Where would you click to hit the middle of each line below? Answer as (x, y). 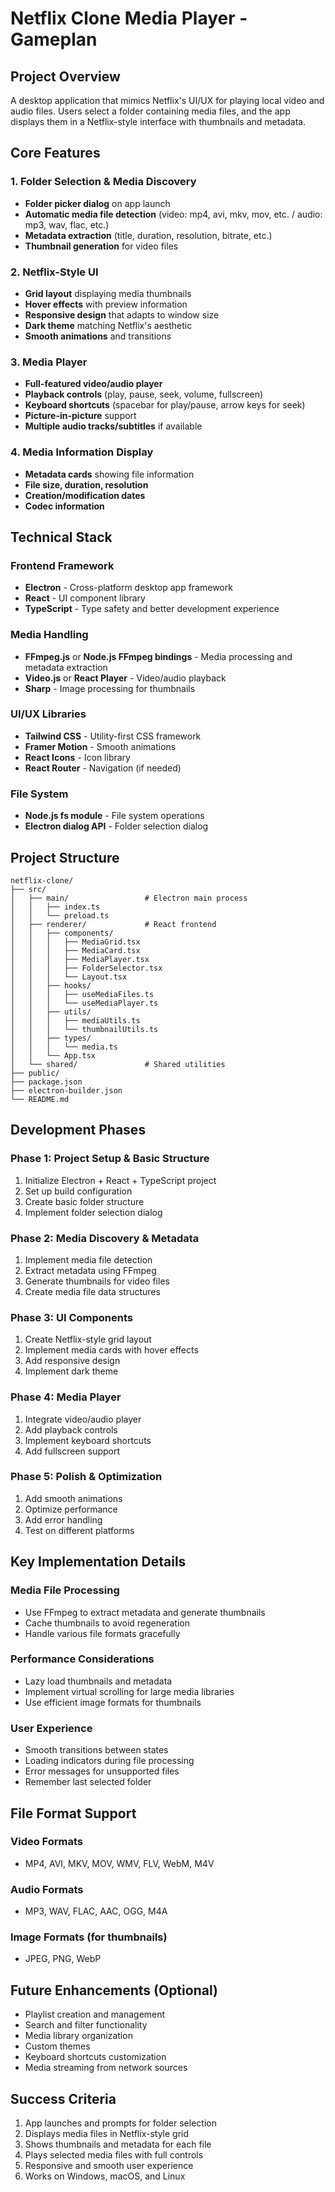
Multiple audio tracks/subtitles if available (113, 426)
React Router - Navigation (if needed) (103, 768)
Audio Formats (47, 1889)
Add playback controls (71, 1429)
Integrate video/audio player (83, 1419)
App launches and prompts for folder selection (120, 2123)
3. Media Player (49, 362)
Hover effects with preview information (106, 304)
